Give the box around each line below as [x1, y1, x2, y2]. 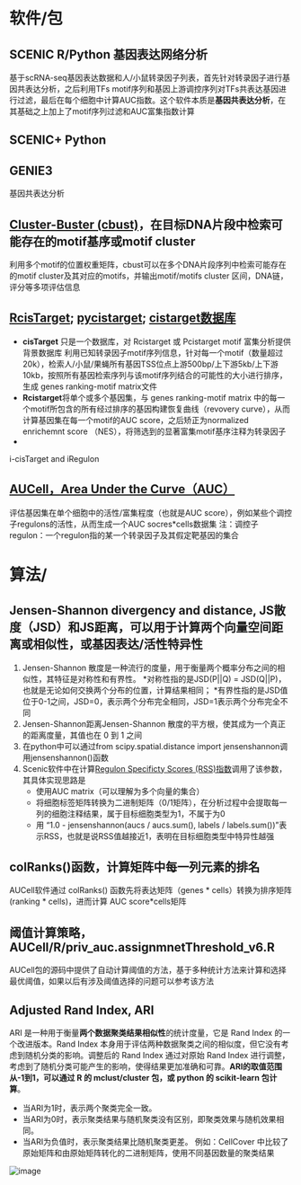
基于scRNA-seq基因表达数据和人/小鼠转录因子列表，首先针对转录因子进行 [9, 73, 283, 83]
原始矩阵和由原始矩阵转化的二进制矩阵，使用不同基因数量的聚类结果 [22, 1147, 275, 1159]
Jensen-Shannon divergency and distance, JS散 [9, 603, 286, 618]
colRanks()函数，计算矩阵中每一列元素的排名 [9, 860, 261, 875]
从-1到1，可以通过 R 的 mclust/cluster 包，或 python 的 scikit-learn [9, 1073, 261, 1083]
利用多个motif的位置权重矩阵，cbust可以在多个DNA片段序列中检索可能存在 [9, 260, 287, 270]
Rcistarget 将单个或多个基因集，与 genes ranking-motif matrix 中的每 [22, 392, 278, 402]
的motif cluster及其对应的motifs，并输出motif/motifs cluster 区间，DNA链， [9, 270, 289, 281]
